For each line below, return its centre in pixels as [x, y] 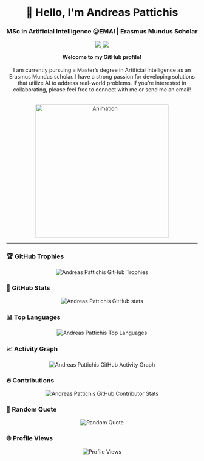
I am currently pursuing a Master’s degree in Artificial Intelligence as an [102, 70]
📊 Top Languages [33, 317]
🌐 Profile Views [30, 438]
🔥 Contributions [30, 380]
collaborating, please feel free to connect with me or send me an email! [102, 90]
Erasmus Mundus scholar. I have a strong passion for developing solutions [102, 77]
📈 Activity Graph [32, 349]
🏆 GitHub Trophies [35, 256]
